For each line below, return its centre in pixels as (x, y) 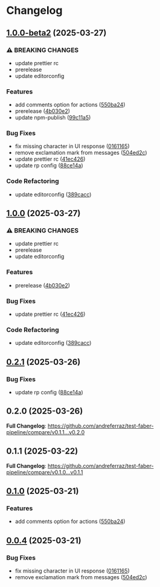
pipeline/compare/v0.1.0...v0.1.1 (45, 472)
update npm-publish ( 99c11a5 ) (53, 118)
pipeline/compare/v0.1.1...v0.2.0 (46, 432)
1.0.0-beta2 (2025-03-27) (56, 33)
